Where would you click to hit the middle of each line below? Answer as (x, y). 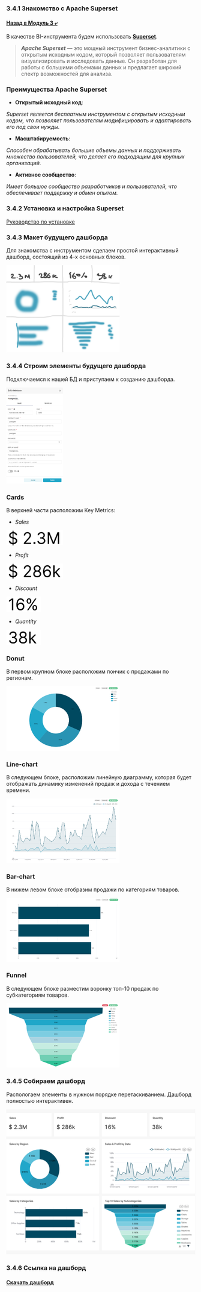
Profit (22, 555)
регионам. (19, 678)
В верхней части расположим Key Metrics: (61, 510)
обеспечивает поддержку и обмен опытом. (62, 193)
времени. (19, 790)
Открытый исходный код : (49, 102)
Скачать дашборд (30, 1282)
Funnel (16, 976)
